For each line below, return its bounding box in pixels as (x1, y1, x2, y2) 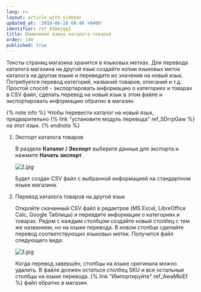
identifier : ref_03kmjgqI (6, 25, 71, 32)
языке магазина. (14, 181, 58, 188)
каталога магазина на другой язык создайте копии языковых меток (6, 65, 181, 72)
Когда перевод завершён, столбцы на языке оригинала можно (14, 259, 178, 267)
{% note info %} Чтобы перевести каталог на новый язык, (6, 109, 155, 116)
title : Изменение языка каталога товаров (6, 31, 112, 37)
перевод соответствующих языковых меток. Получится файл (14, 230, 173, 237)
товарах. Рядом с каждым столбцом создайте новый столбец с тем (14, 217, 190, 225)
